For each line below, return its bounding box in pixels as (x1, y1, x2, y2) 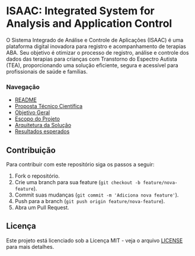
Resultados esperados (14, 128, 70, 135)
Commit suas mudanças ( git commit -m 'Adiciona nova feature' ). (14, 191, 179, 198)
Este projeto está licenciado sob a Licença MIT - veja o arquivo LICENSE (6, 236, 183, 244)
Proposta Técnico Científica (14, 103, 83, 110)
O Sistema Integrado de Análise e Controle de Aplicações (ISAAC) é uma (6, 36, 184, 43)
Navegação (6, 83, 40, 91)
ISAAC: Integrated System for (6, 4, 155, 18)
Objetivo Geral (14, 109, 50, 116)
